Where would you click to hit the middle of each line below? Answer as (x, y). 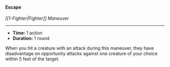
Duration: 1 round (31, 39)
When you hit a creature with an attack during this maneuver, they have (80, 48)
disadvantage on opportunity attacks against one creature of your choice (81, 54)
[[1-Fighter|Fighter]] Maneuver (37, 18)
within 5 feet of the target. (32, 59)
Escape (13, 7)
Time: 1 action (27, 33)
